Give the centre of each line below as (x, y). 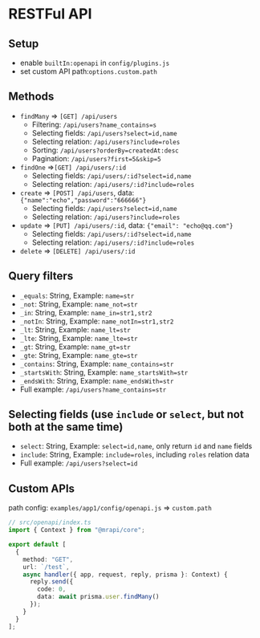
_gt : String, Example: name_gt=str (75, 347)
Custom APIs (41, 488)
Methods (31, 97)
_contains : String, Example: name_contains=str (97, 364)
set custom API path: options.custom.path (89, 71)
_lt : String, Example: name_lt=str (75, 329)
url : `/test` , (46, 567)
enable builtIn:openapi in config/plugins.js (95, 63)
